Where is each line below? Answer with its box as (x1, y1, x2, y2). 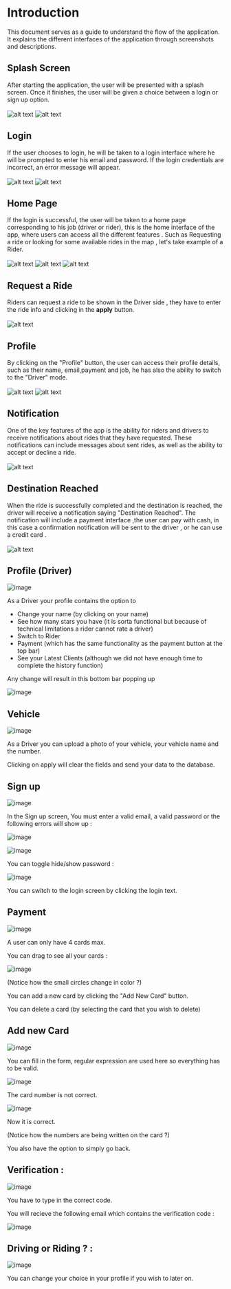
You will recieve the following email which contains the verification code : (7, 1209, 214, 1217)
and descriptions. (7, 42, 57, 50)
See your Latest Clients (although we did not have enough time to (16, 654, 203, 662)
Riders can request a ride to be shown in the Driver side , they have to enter (7, 298, 221, 306)
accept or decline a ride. (7, 448, 76, 456)
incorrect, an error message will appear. (7, 163, 120, 171)
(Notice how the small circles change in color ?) (7, 978, 142, 986)
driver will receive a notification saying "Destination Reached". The (7, 509, 196, 517)
